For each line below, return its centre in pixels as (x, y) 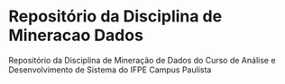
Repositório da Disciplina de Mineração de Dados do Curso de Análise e (142, 60)
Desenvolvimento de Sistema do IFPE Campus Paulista (110, 70)
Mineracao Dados (76, 35)
